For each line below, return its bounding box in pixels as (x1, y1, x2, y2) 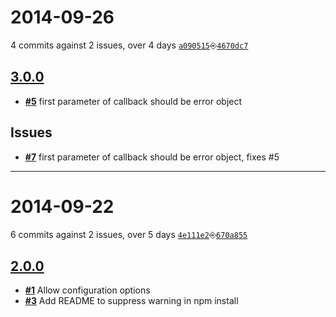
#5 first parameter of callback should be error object (24, 95, 243, 107)
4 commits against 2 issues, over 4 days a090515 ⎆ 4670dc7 (10, 39, 249, 51)
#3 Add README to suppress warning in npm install (24, 295, 239, 307)
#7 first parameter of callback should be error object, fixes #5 (24, 151, 280, 163)
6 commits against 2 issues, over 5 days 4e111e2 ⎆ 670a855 (10, 228, 248, 240)
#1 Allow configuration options (24, 284, 151, 296)
